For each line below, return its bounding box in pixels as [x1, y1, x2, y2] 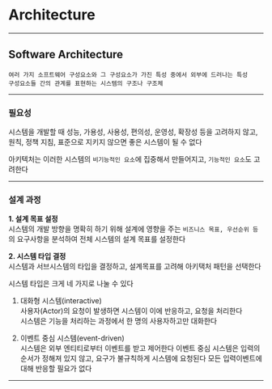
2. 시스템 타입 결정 [8, 252, 66, 261]
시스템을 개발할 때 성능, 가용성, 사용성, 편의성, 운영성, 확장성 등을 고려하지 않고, [8, 127, 258, 137]
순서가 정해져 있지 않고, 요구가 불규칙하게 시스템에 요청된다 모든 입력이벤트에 [19, 353, 263, 363]
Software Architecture [8, 48, 124, 61]
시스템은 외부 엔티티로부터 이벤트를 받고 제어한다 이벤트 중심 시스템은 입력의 [19, 344, 261, 353]
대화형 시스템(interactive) [19, 296, 103, 306]
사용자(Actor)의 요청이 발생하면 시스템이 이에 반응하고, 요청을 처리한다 [19, 306, 243, 316]
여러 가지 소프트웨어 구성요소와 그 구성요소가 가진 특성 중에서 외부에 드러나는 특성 [8, 70, 249, 78]
